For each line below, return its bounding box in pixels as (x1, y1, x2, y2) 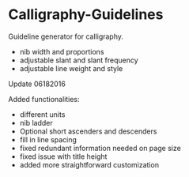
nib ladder (19, 118, 53, 127)
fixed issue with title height (19, 152, 108, 161)
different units (19, 109, 66, 119)
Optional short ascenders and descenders (19, 126, 157, 136)
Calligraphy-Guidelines (8, 6, 164, 24)
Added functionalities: (8, 94, 81, 104)
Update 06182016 (8, 79, 66, 88)
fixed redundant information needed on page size (19, 143, 182, 153)
